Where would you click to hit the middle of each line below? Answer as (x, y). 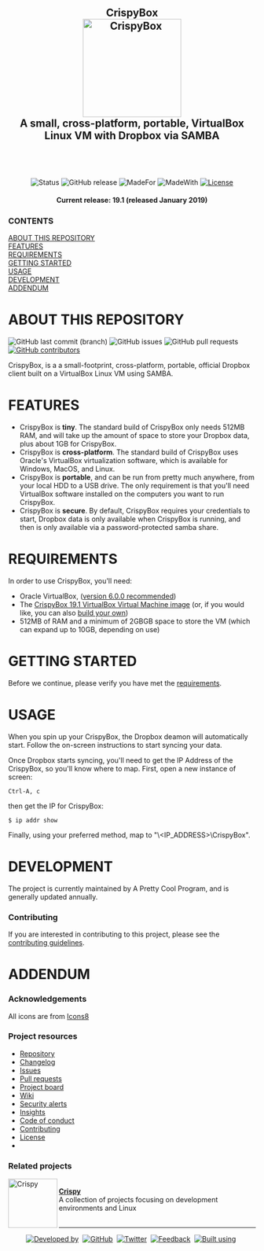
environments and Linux (97, 1208)
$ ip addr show (33, 820)
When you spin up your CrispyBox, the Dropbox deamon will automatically (128, 736)
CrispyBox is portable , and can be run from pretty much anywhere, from (137, 477)
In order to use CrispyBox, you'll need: (70, 580)
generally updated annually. (53, 896)
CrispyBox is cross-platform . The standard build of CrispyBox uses (129, 452)
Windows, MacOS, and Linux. (67, 469)
